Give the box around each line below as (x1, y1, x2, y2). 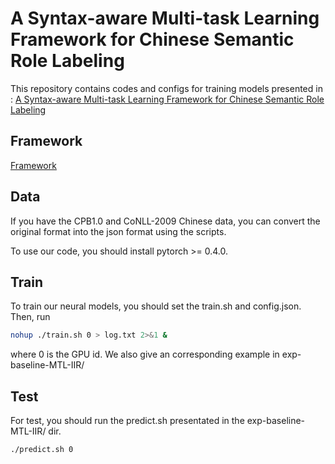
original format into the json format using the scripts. (10, 225, 227, 237)
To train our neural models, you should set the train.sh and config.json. (10, 300, 302, 312)
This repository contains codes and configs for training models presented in (10, 82, 323, 94)
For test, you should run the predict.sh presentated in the (10, 415, 245, 427)
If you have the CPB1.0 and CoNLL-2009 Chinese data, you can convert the (10, 215, 321, 227)
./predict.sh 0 (10, 445, 74, 455)
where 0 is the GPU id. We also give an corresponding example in (10, 348, 280, 361)
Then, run (10, 311, 51, 323)
